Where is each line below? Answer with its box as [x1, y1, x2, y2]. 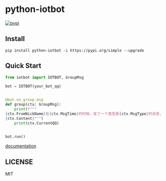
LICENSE [5, 157, 33, 166]
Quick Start [5, 62, 41, 70]
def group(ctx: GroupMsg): [5, 102, 61, 107]
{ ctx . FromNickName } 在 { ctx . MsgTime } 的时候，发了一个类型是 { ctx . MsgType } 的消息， [5, 111, 163, 116]
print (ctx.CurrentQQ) [14, 120, 59, 126]
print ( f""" [14, 107, 37, 112]
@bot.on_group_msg [5, 97, 43, 102]
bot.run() [5, 134, 26, 139]
